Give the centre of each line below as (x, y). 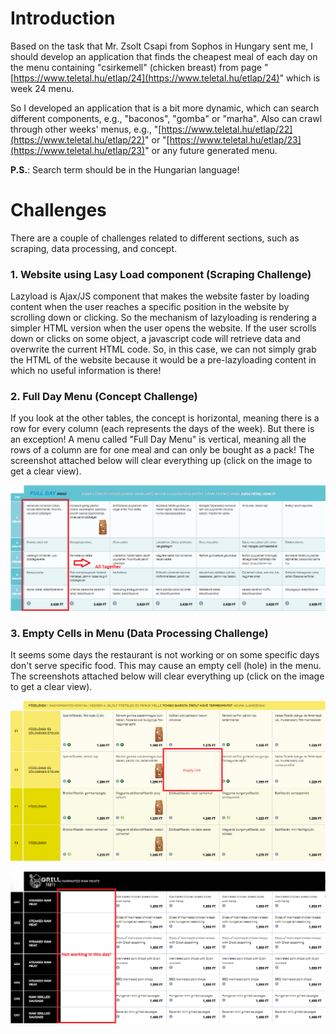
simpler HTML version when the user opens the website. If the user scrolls (163, 328)
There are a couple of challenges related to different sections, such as (155, 238)
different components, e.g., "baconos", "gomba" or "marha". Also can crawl (166, 118)
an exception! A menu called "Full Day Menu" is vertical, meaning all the (158, 439)
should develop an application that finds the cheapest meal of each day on (164, 56)
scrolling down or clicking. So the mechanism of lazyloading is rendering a (163, 318)
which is (303, 78)
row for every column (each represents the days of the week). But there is (162, 429)
